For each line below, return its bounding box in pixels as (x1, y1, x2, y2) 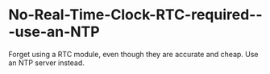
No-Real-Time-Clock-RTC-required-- (8, 6, 263, 24)
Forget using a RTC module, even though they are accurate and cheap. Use (8, 49, 260, 59)
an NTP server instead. (8, 58, 85, 68)
